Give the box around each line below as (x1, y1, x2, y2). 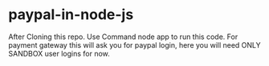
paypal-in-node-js (8, 6, 134, 24)
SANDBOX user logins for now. (8, 49, 110, 58)
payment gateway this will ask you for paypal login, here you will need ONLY (8, 40, 261, 49)
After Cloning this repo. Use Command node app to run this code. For (8, 32, 238, 41)
